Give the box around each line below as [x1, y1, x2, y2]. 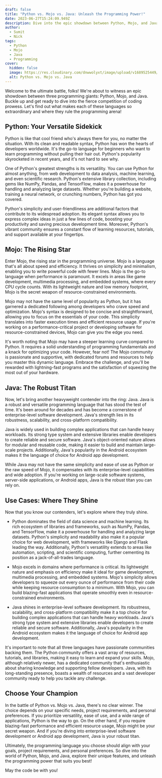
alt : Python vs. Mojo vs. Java [9, 75, 72, 79]
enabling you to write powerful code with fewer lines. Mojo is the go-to [5, 268, 146, 274]
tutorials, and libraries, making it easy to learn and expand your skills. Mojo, [5, 655, 155, 660]
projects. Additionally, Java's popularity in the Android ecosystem [16, 447, 147, 453]
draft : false [5, 7, 31, 12]
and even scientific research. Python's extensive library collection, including [5, 175, 157, 182]
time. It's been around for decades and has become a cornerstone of [5, 407, 142, 413]
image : [9, 70, 23, 75]
